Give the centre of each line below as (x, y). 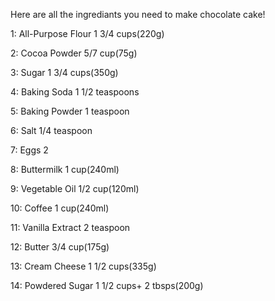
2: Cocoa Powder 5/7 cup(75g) (74, 53)
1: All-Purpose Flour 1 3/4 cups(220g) (87, 33)
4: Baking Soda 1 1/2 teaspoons (75, 92)
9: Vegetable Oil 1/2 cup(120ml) (75, 188)
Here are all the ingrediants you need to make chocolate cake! (138, 14)
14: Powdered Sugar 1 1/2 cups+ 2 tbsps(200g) (107, 285)
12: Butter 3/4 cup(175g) (60, 247)
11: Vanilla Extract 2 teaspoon (70, 227)
